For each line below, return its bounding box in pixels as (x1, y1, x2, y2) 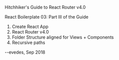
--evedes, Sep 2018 (4, 49, 45, 55)
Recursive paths (11, 39, 45, 45)
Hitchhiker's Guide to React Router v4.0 (4, 4, 86, 10)
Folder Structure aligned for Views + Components (11, 34, 114, 40)
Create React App (11, 23, 49, 29)
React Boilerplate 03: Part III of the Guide (4, 14, 89, 19)
